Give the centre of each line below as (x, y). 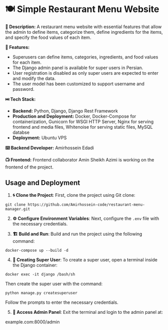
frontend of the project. (29, 167)
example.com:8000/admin (33, 322)
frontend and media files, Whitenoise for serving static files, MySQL (82, 127)
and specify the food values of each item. (48, 37)
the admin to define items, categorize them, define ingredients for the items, (84, 32)
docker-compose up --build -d (37, 250)
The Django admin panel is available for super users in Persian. (78, 68)
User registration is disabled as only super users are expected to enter (85, 73)
